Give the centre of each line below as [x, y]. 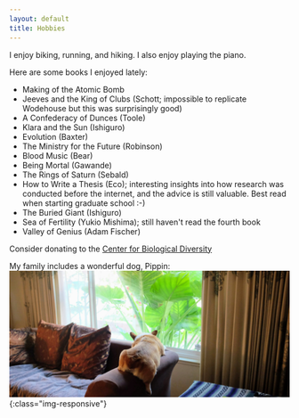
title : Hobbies [37, 28]
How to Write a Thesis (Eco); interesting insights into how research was [153, 184]
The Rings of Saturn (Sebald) [75, 175]
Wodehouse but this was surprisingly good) [102, 108]
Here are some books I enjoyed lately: [79, 72]
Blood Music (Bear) [57, 155]
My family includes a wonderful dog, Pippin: [90, 266]
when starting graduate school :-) [84, 203]
